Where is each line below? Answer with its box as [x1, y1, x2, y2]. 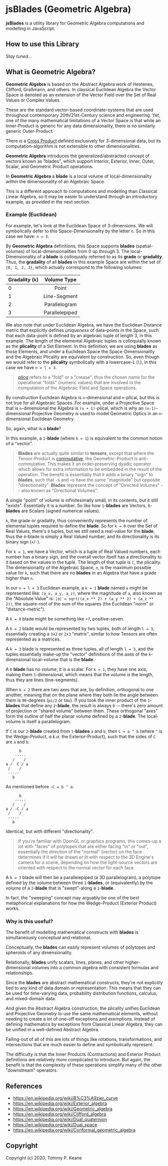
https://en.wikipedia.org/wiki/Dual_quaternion [12, 1116, 107, 1122]
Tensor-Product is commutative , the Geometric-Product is [17, 455, 138, 461]
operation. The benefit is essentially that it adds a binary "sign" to [17, 471, 153, 477]
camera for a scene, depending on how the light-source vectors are [17, 859, 158, 865]
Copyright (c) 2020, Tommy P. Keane [5, 1154, 82, 1160]
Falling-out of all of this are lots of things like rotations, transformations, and [5, 1036, 162, 1042]
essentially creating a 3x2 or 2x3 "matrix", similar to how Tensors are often [5, 631, 157, 637]
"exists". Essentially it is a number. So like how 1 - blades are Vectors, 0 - [5, 502, 152, 508]
